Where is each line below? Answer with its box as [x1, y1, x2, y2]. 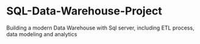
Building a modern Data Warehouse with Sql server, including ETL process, [6, 24, 195, 31]
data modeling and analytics [6, 30, 77, 37]
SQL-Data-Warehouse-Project [6, 4, 163, 18]
